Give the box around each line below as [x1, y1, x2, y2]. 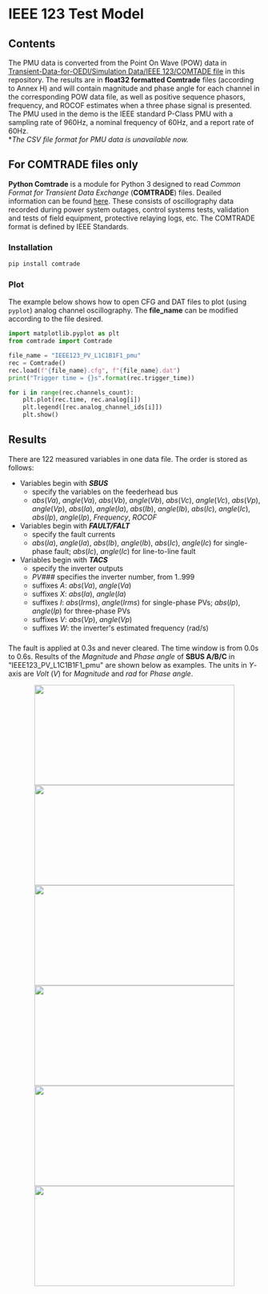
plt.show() [22, 410, 59, 419]
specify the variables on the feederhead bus [31, 487, 178, 496]
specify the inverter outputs [31, 563, 124, 573]
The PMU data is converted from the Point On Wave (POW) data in [8, 58, 227, 67]
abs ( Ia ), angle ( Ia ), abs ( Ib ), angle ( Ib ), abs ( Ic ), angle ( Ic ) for [31, 538, 223, 548]
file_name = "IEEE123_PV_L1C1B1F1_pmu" [8, 352, 142, 360]
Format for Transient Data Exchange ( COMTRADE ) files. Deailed [8, 188, 222, 197]
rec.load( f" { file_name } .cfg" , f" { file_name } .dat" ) [8, 366, 181, 374]
